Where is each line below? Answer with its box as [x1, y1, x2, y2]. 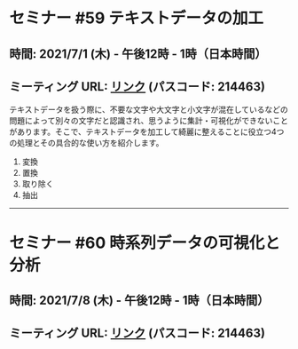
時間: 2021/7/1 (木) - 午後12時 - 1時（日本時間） [9, 46, 267, 61]
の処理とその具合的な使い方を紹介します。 [9, 138, 164, 148]
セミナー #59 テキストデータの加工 [9, 8, 264, 28]
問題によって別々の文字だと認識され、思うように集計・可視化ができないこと [9, 115, 289, 126]
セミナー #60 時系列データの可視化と [9, 233, 281, 253]
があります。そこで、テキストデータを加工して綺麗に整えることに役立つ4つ [9, 126, 285, 138]
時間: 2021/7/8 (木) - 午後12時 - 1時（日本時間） [9, 292, 270, 307]
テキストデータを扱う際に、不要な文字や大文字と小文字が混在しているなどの [9, 104, 288, 115]
